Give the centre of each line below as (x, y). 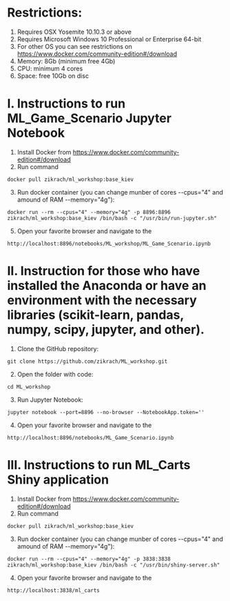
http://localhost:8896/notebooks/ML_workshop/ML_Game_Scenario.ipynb (109, 244)
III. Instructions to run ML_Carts (99, 465)
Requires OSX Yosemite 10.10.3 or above (74, 32)
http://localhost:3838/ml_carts (53, 590)
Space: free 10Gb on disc (53, 76)
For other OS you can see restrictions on (75, 46)
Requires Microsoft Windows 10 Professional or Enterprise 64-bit (109, 39)
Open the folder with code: (55, 374)
